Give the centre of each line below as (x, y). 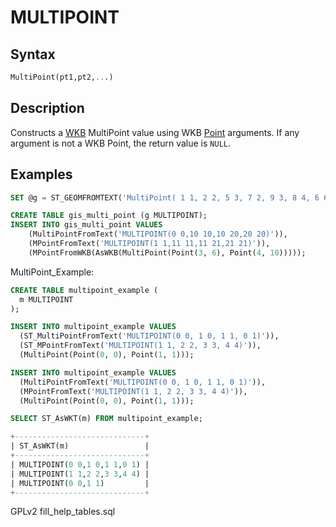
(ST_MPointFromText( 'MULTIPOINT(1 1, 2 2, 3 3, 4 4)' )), (140, 346)
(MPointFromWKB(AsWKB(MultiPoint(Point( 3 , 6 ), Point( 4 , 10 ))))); (167, 252)
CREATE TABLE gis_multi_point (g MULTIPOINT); (109, 216)
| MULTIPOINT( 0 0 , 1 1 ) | (80, 483)
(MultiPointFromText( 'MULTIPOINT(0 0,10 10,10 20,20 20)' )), (158, 234)
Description (47, 108)
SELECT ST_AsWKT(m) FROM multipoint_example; (106, 419)
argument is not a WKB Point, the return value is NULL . (121, 143)
